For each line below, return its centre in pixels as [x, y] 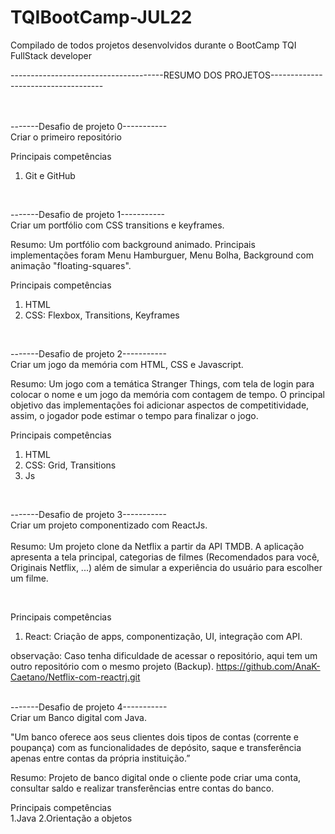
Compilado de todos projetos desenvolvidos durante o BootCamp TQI [153, 45]
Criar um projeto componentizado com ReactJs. [109, 525]
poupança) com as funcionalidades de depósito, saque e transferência [156, 747]
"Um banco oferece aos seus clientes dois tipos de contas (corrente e [154, 737]
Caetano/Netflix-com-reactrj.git [75, 677]
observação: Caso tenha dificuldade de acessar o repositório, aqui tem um [164, 655]
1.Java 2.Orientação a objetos [71, 818]
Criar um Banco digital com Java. [78, 717]
